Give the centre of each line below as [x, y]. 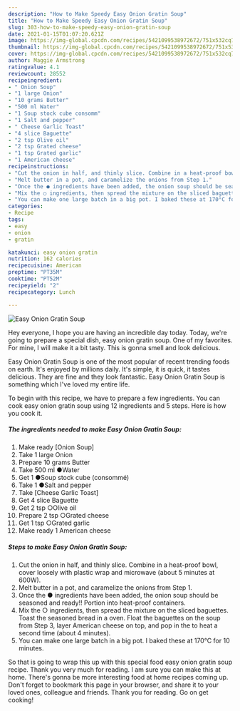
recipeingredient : [35, 80]
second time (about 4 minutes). [64, 633]
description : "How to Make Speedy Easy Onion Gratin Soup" [98, 14]
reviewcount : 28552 [37, 73]
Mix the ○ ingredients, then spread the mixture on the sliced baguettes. [123, 610]
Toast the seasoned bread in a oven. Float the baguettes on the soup [119, 618]
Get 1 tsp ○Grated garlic [54, 523]
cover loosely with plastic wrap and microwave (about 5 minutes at [116, 573]
